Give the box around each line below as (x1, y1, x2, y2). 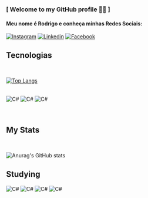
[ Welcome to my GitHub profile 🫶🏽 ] (6, 5, 110, 14)
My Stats (6, 125, 40, 135)
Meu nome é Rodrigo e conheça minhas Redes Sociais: (6, 20, 143, 27)
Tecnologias (6, 50, 52, 60)
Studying (6, 169, 41, 179)
